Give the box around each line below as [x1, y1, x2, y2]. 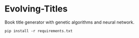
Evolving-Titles [4, 3, 68, 14]
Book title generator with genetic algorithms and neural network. [4, 19, 135, 25]
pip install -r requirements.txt [4, 28, 73, 33]
